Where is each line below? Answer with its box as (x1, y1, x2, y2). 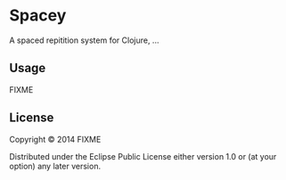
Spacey (9, 5, 67, 26)
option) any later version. (9, 160, 101, 171)
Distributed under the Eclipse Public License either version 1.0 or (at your (9, 151, 277, 161)
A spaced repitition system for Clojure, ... (9, 35, 159, 45)
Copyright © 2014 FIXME (9, 134, 102, 144)
